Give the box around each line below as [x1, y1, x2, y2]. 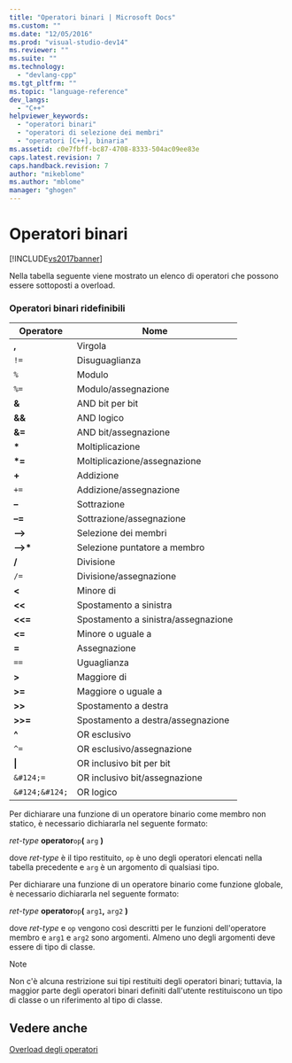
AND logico [76, 412, 125, 424]
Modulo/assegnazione [76, 383, 170, 395]
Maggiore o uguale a [76, 686, 163, 698]
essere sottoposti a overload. [9, 280, 116, 291]
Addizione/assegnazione [76, 484, 181, 496]
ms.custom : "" [9, 21, 62, 30]
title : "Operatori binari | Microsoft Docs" [9, 12, 176, 22]
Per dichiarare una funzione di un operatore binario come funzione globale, [9, 879, 283, 890]
